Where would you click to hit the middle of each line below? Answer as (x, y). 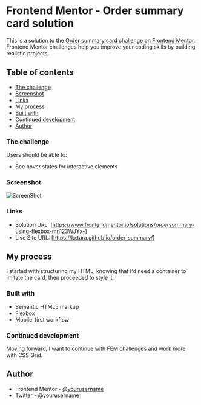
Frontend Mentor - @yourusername (59, 389)
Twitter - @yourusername (47, 395)
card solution (40, 23)
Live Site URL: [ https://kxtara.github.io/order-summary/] (85, 237)
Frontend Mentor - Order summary (95, 11)
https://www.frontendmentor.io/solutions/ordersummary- (124, 224)
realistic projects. (28, 53)
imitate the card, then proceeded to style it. (60, 278)
